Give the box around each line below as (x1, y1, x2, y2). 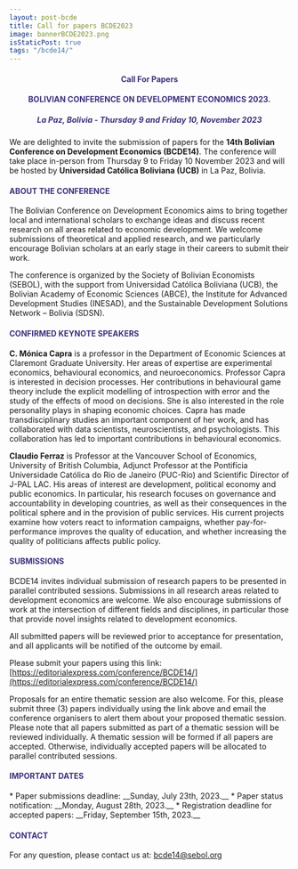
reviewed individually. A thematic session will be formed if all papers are (9, 731, 274, 742)
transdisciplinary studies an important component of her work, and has (9, 414, 270, 425)
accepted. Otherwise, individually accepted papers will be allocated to (9, 741, 267, 751)
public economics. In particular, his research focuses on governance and (9, 488, 277, 499)
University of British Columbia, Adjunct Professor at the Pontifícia (9, 459, 248, 470)
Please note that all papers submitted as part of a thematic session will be (9, 722, 280, 733)
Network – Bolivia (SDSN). (9, 308, 105, 319)
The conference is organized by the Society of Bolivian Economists (9, 270, 255, 280)
